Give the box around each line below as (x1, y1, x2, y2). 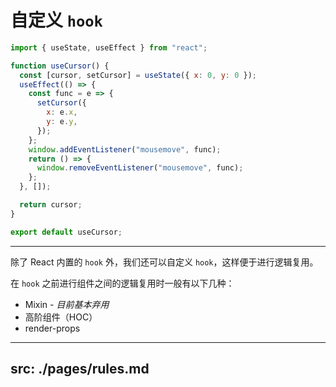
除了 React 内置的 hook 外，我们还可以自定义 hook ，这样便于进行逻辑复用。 (10, 256, 319, 268)
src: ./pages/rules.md (10, 361, 150, 378)
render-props (24, 322, 81, 334)
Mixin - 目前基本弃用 (24, 298, 110, 310)
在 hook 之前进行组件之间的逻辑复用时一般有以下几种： (10, 277, 235, 289)
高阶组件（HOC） (24, 311, 98, 323)
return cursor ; (19, 200, 83, 210)
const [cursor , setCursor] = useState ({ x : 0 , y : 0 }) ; (19, 70, 257, 80)
